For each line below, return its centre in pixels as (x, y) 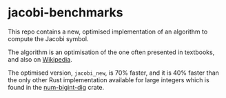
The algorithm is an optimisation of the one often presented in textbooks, (111, 52)
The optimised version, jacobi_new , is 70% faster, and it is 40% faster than (114, 73)
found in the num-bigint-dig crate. (56, 87)
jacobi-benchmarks (65, 13)
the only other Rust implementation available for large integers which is (109, 79)
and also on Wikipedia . (40, 59)
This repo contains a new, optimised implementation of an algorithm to (108, 32)
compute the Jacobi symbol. (48, 38)
